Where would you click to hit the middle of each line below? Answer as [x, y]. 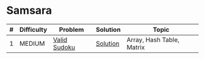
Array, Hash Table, [153, 40]
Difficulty [33, 29]
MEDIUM [32, 43]
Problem [71, 29]
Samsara [29, 11]
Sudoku [64, 47]
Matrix [136, 47]
